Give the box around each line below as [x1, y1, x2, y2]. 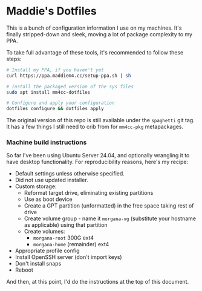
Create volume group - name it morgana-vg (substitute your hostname [24, 215, 197, 222]
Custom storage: [15, 183, 57, 190]
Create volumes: [24, 228, 65, 235]
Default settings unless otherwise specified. [15, 170, 125, 177]
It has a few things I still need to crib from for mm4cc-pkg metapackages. [6, 123, 184, 131]
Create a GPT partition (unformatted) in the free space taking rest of [24, 202, 194, 209]
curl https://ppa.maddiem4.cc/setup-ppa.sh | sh [6, 73, 131, 79]
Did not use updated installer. [15, 177, 89, 184]
